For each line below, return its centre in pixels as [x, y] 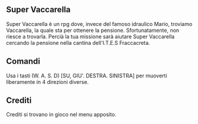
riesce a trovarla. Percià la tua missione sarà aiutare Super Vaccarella [90, 36]
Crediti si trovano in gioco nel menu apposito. [61, 115]
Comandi [23, 61]
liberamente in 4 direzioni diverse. [48, 81]
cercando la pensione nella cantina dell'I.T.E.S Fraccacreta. [78, 43]
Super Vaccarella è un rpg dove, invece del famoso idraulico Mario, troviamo [99, 24]
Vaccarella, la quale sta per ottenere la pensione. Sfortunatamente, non [93, 30]
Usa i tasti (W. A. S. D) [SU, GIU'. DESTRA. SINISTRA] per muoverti [87, 76]
